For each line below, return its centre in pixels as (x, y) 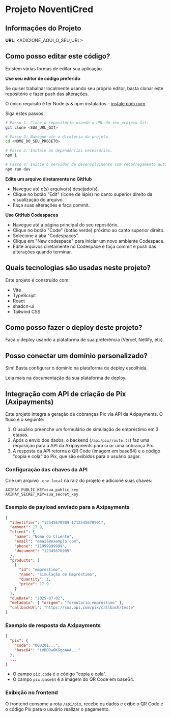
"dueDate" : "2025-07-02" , (37, 598)
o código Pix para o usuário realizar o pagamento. (58, 709)
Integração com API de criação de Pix (66, 394)
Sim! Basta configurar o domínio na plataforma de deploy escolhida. (76, 368)
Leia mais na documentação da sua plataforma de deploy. (66, 378)
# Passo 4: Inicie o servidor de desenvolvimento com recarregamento (81, 165)
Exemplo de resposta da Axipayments (53, 625)
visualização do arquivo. (38, 199)
